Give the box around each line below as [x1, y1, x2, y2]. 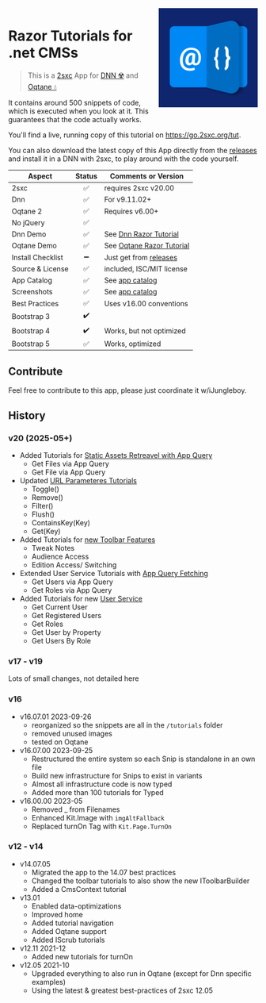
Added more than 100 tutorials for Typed [31, 787, 164, 797]
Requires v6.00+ [104, 206, 159, 216]
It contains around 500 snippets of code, [8, 98, 141, 107]
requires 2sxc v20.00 [104, 183, 175, 193]
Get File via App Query [31, 467, 106, 477]
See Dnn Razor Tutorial [104, 229, 180, 239]
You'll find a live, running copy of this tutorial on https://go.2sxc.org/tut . [8, 130, 241, 140]
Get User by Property [31, 627, 101, 637]
